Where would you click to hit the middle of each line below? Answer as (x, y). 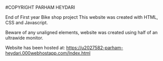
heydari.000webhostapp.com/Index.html (48, 53)
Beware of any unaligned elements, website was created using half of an (81, 32)
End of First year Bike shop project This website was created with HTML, (82, 17)
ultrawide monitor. (24, 38)
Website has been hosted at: (35, 48)
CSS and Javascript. (27, 23)
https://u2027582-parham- (94, 48)
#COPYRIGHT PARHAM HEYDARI (40, 7)
